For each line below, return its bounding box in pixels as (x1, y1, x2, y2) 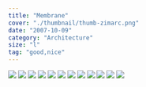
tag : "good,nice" (8, 48, 66, 56)
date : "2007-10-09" (8, 26, 73, 34)
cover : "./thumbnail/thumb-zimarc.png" (8, 19, 140, 27)
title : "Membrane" (8, 11, 69, 20)
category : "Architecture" (8, 33, 93, 42)
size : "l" (8, 41, 41, 49)
